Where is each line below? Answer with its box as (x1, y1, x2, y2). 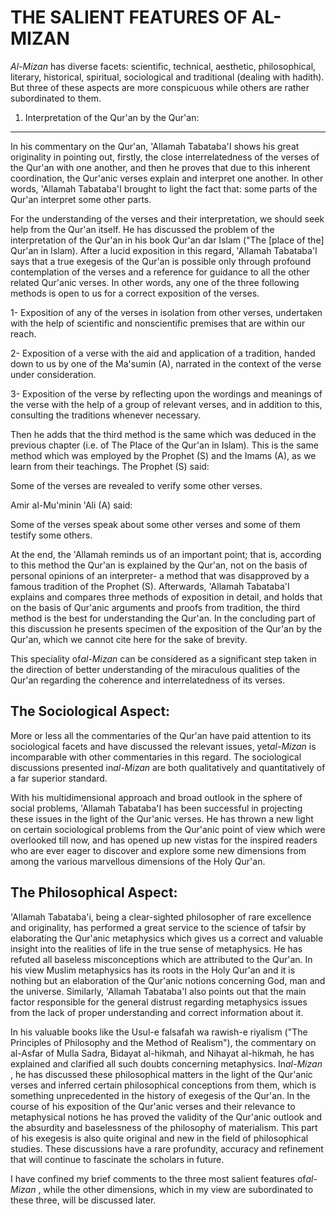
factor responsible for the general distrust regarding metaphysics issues (10, 996, 308, 1008)
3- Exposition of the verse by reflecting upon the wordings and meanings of (10, 387, 323, 400)
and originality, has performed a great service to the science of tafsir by (10, 921, 307, 933)
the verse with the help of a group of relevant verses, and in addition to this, (10, 398, 323, 410)
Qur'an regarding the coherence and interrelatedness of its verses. (10, 674, 286, 686)
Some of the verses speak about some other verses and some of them (10, 518, 301, 530)
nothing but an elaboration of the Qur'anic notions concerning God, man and (10, 974, 326, 986)
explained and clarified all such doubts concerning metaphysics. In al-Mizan (10, 1057, 323, 1070)
